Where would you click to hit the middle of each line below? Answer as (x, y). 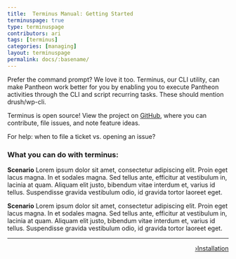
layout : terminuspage (39, 53)
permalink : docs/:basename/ (48, 60)
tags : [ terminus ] (33, 40)
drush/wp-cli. (27, 102)
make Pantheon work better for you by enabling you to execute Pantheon (113, 87)
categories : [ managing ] (42, 46)
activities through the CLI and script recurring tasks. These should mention (116, 94)
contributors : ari (34, 33)
